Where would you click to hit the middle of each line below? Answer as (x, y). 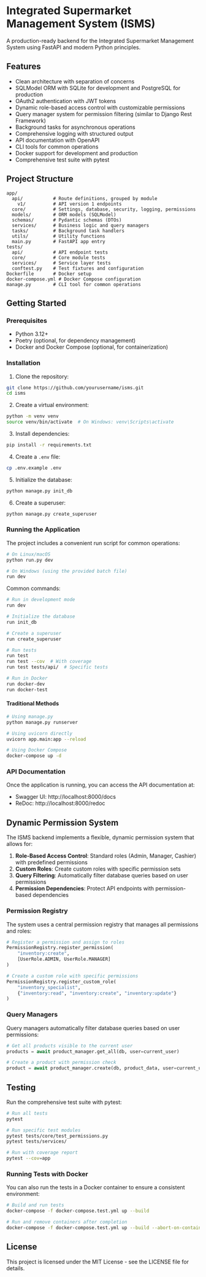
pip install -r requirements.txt (49, 445)
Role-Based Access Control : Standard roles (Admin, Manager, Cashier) (105, 856)
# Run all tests (27, 1113)
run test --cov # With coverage (49, 662)
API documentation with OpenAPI (57, 140)
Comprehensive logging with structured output (74, 133)
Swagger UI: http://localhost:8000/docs (66, 797)
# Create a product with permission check (61, 1063)
